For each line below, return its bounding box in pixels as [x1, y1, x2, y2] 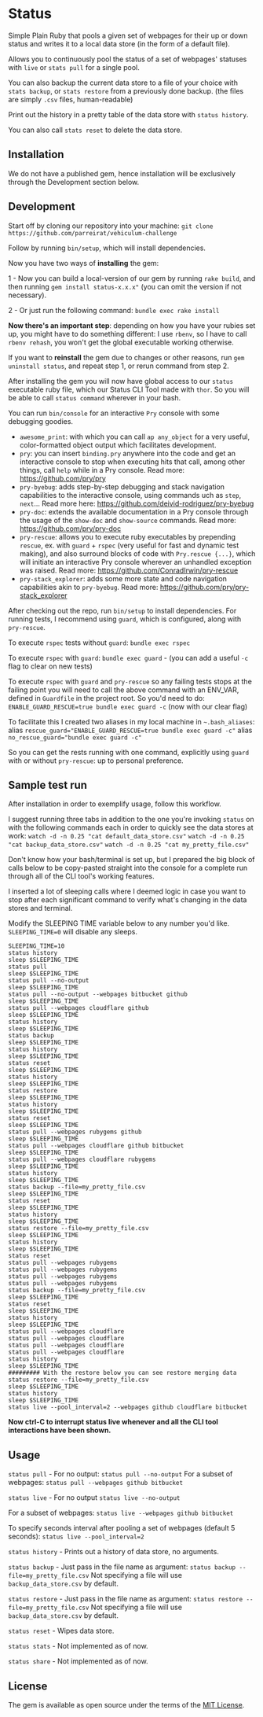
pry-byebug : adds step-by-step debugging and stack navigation [19, 481, 225, 492]
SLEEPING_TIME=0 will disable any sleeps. [8, 927, 138, 937]
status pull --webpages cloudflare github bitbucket [8, 1142, 184, 1150]
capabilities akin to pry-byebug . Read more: [19, 582, 159, 591]
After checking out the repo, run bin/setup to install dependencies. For [8, 606, 237, 615]
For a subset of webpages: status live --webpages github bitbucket [8, 1508, 234, 1518]
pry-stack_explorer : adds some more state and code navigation [19, 573, 228, 583]
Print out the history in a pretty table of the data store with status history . [8, 109, 249, 119]
